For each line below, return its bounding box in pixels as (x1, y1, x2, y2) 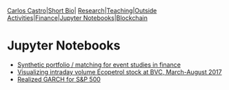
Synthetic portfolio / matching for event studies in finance (17, 60, 181, 69)
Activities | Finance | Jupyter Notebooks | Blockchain (7, 14, 148, 22)
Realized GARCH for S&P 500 (17, 75, 101, 83)
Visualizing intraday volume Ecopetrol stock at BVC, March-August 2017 (17, 67, 222, 76)
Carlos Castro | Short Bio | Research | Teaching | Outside (7, 7, 157, 14)
